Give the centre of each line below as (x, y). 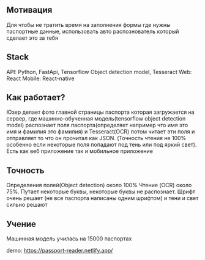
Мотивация (29, 10)
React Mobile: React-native (40, 78)
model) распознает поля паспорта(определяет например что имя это (97, 125)
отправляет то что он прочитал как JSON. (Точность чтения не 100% (96, 138)
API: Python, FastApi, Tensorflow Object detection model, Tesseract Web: (99, 72)
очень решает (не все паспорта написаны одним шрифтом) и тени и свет (102, 198)
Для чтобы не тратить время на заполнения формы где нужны (88, 24)
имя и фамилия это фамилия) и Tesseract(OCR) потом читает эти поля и (101, 132)
